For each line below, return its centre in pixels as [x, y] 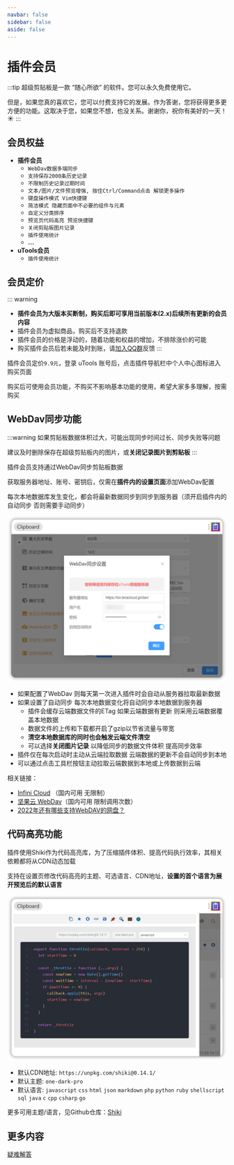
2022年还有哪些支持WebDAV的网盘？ [71, 810]
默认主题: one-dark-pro [50, 1081]
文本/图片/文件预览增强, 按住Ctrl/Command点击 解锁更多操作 [106, 191]
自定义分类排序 [46, 213]
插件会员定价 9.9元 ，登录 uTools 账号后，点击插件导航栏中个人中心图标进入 [114, 363]
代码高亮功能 [35, 834]
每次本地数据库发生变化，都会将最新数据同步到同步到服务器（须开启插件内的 [117, 496]
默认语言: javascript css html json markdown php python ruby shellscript [121, 1090]
